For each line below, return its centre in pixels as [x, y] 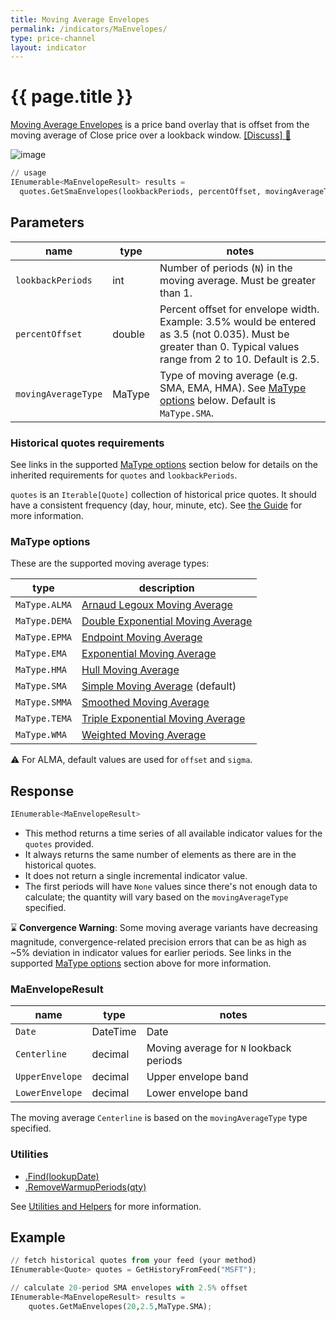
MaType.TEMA [44, 719]
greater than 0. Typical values [229, 346]
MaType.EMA [41, 654]
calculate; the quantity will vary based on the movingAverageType [156, 897]
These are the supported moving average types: [110, 563]
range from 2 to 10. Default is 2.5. [239, 359]
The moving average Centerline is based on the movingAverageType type [159, 1118]
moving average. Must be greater [237, 280]
